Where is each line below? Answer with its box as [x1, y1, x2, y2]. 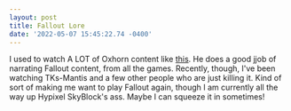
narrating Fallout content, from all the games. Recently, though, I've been [9, 63, 276, 74]
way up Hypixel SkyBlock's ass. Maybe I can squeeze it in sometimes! [9, 91, 265, 102]
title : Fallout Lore [9, 21, 86, 30]
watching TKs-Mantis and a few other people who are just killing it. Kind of [9, 73, 282, 83]
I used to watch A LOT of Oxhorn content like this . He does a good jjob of [9, 54, 277, 65]
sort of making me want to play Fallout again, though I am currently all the [9, 82, 279, 93]
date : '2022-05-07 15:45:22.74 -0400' [9, 29, 153, 38]
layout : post [9, 12, 58, 22]
